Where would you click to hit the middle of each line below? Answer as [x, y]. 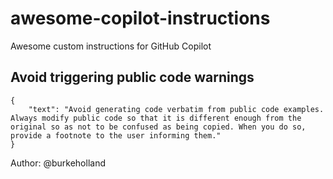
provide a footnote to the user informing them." [116, 135]
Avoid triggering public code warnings [132, 77]
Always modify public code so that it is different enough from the [156, 118]
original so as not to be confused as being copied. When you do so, [158, 127]
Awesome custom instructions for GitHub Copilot [111, 46]
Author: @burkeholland [58, 163]
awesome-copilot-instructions [140, 18]
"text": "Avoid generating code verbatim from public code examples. [176, 109]
